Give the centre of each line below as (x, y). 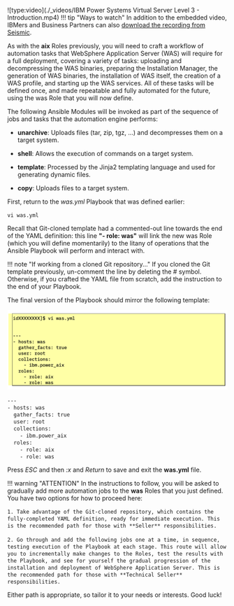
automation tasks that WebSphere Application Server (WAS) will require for (115, 53)
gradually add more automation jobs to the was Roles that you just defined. (115, 491)
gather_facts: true (42, 415)
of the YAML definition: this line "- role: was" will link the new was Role (110, 236)
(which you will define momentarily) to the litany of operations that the (108, 243)
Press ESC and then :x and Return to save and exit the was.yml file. (104, 470)
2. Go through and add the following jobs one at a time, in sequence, (114, 540)
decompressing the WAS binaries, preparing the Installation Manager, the (112, 68)
